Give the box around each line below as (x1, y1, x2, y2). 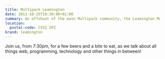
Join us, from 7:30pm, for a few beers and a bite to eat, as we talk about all (5, 43, 157, 49)
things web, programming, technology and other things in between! (5, 48, 141, 54)
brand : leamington (5, 30, 43, 35)
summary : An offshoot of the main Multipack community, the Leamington (5, 16, 155, 21)
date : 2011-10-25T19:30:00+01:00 (5, 12, 74, 17)
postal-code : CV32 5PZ (9, 25, 56, 30)
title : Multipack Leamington (5, 7, 65, 12)
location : (5, 20, 26, 26)
